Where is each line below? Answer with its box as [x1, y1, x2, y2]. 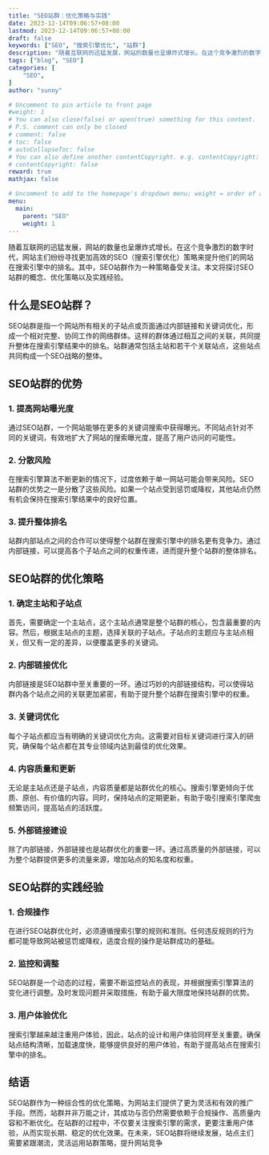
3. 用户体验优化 [8, 1010, 68, 1021]
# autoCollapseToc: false [8, 145, 94, 153]
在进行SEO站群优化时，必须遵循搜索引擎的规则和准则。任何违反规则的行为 [8, 927, 255, 936]
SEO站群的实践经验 [8, 880, 104, 894]
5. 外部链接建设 [8, 825, 67, 836]
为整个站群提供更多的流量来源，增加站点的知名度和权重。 [8, 854, 198, 864]
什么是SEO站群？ [8, 298, 94, 312]
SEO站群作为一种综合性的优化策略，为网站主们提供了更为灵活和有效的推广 [8, 1098, 255, 1108]
